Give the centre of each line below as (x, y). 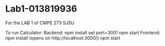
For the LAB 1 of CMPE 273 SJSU (40, 23)
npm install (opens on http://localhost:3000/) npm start (63, 38)
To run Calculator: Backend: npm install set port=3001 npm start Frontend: (83, 32)
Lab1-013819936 (41, 9)
